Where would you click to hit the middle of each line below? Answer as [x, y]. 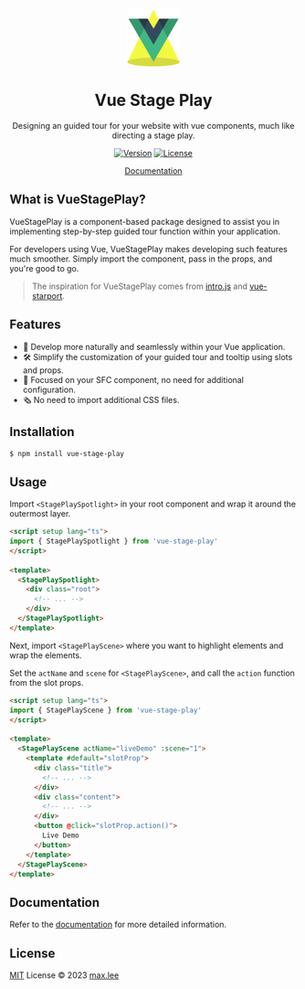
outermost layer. [40, 514]
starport [47, 295]
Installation [42, 432]
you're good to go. [44, 268]
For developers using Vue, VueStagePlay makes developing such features [148, 249]
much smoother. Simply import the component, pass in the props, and [141, 259]
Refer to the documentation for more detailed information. [118, 925]
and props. [43, 370]
